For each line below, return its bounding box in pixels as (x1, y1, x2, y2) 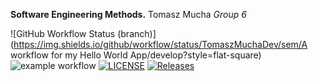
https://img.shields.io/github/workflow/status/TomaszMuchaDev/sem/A (13, 39, 308, 50)
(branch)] (117, 28, 157, 39)
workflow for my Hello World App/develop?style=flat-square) (10, 49, 262, 61)
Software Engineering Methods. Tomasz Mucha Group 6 (10, 9, 247, 20)
